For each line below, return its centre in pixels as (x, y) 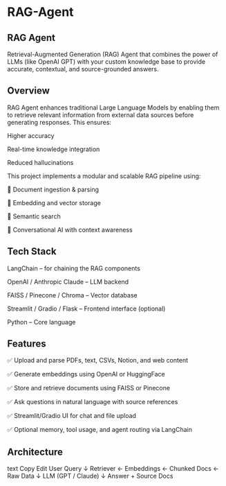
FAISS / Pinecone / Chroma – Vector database (72, 295)
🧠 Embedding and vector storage (54, 202)
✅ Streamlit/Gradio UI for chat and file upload (72, 416)
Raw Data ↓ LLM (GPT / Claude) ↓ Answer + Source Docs (90, 476)
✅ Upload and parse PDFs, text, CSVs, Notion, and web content (98, 361)
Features (27, 344)
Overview (29, 91)
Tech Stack (32, 251)
